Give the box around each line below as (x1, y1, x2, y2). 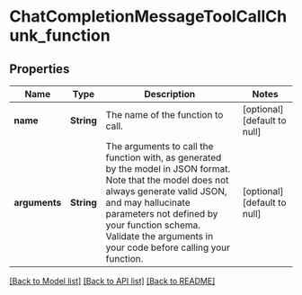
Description (144, 88, 196, 100)
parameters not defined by (105, 208, 218, 219)
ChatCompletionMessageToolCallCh (9, 6, 288, 27)
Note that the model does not (105, 174, 229, 186)
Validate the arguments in (105, 230, 214, 242)
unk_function (9, 25, 111, 46)
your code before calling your (105, 241, 231, 254)
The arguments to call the (105, 140, 214, 152)
